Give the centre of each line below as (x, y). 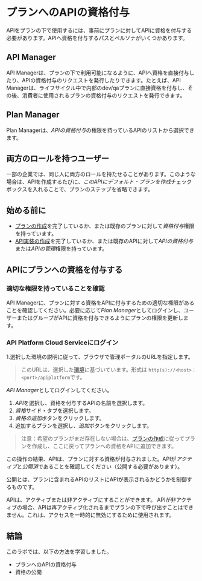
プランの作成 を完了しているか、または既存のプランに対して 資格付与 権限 (105, 226)
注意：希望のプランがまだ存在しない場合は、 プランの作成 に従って (103, 439)
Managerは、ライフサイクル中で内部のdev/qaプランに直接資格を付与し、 (97, 88)
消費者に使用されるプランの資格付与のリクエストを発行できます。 (104, 95)
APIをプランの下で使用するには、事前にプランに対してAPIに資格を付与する (99, 30)
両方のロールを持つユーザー (58, 158)
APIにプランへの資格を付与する (65, 270)
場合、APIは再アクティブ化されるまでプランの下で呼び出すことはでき (108, 507)
